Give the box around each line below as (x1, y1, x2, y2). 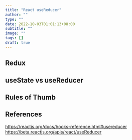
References (5, 110, 42, 119)
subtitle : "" (5, 26, 33, 31)
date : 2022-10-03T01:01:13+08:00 (5, 21, 75, 27)
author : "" (5, 12, 28, 17)
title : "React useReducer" (5, 7, 62, 13)
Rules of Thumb (5, 93, 56, 101)
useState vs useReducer (5, 76, 84, 85)
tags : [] (5, 36, 24, 41)
